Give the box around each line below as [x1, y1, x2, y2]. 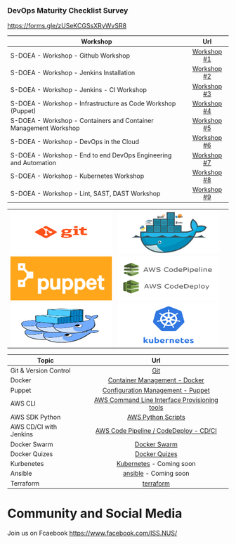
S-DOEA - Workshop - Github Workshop [10, 51, 131, 60]
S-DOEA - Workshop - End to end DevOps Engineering [10, 150, 172, 160]
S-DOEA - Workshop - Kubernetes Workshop [10, 171, 145, 181]
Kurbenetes [10, 460, 44, 468]
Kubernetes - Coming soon [117, 460, 196, 468]
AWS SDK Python [10, 413, 61, 422]
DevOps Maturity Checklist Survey [7, 6, 129, 15]
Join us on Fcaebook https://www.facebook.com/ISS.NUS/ [7, 529, 178, 537]
